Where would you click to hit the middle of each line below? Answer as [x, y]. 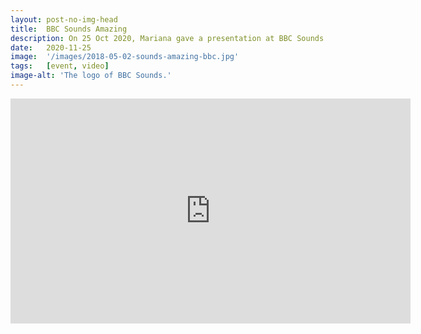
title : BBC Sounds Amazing [69, 29]
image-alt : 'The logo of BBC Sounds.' [91, 76]
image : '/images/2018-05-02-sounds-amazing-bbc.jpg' [125, 57]
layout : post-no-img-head [64, 19]
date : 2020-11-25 [51, 47]
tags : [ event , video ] [60, 66]
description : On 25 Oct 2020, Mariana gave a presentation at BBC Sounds [167, 38]
